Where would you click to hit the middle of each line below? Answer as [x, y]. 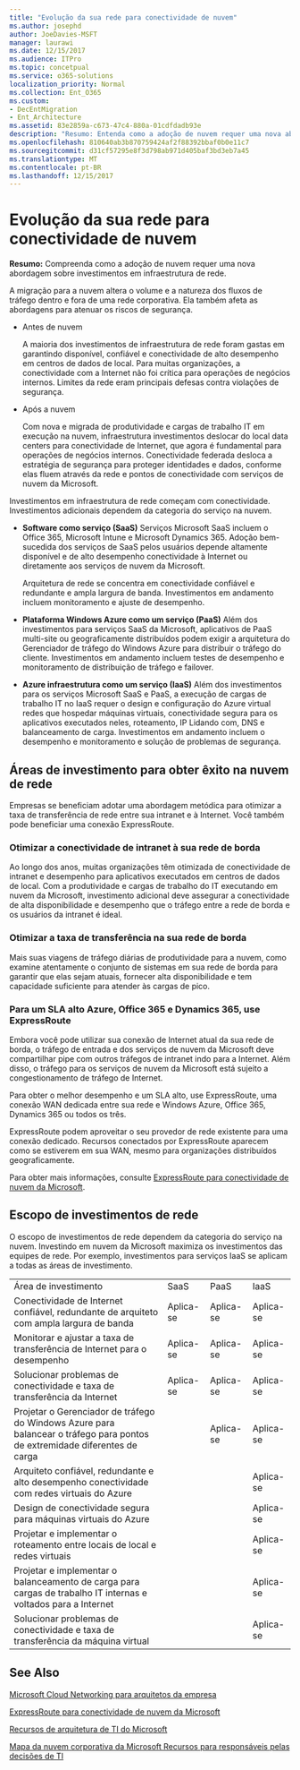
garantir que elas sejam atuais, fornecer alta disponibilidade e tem [131, 976]
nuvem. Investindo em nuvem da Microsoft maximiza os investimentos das [146, 1246]
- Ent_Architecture [46, 117]
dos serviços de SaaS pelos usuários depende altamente [162, 547]
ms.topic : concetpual [50, 68]
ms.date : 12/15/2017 [48, 51]
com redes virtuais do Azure [73, 1493]
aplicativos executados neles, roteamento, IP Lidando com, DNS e [143, 723]
